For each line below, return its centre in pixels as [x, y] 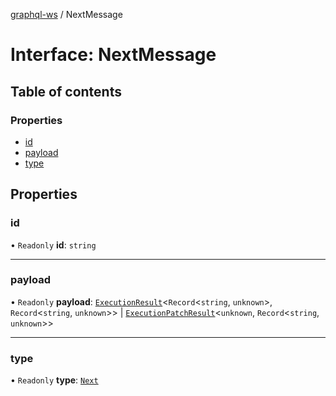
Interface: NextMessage [113, 55]
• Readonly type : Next [54, 380]
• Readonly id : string [53, 245]
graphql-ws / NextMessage [66, 14]
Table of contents [66, 91]
